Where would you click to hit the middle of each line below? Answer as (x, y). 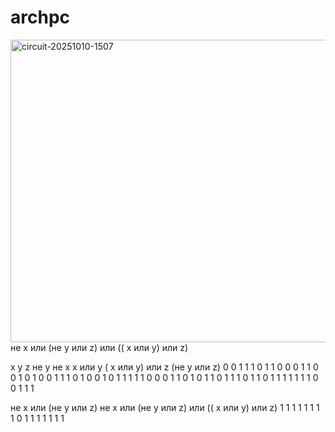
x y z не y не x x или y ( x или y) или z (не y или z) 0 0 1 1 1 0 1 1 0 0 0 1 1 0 (164, 367)
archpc (40, 17)
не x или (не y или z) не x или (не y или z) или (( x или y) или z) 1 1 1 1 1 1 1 (165, 407)
